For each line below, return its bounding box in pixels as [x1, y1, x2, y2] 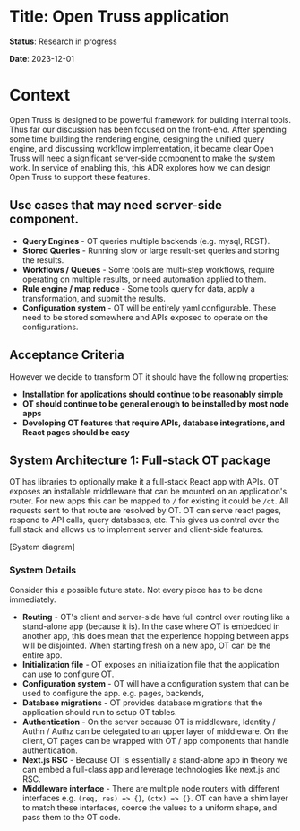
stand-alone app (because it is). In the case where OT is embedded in [21, 621, 280, 632]
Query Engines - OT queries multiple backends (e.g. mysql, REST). [21, 235, 270, 246]
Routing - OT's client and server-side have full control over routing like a [21, 611, 291, 622]
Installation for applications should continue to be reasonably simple [21, 389, 284, 399]
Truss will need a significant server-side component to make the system [9, 153, 276, 163]
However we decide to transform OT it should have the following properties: [9, 371, 289, 382]
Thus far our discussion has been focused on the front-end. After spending [9, 124, 287, 135]
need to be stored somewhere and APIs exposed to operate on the [21, 311, 269, 322]
